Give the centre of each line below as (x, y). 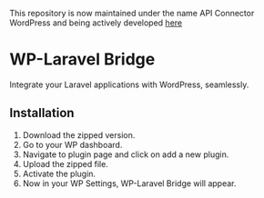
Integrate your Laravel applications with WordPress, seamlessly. (129, 84)
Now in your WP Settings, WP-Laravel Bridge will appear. (129, 183)
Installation (42, 113)
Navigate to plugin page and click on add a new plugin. (126, 154)
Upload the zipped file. (66, 163)
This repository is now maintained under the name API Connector (132, 13)
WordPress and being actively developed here (96, 23)
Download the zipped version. (79, 134)
